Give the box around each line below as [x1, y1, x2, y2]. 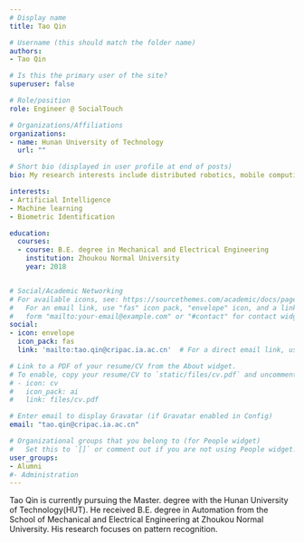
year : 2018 [25, 262, 67, 271]
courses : [17, 237, 51, 246]
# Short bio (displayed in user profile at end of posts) [9, 162, 233, 172]
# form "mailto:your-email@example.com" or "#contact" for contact [9, 311, 278, 321]
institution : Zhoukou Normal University [25, 254, 180, 263]
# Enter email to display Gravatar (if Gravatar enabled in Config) [9, 412, 273, 421]
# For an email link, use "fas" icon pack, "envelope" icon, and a [9, 303, 278, 312]
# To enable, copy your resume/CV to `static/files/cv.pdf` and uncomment [9, 370, 298, 379]
